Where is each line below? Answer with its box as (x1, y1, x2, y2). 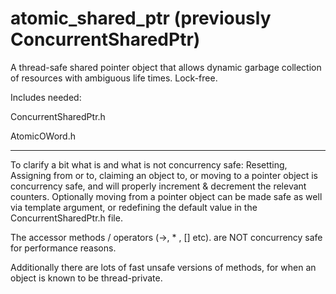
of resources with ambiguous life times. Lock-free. (10, 72, 218, 84)
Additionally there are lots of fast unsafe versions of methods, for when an (10, 261, 317, 273)
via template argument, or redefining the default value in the (10, 201, 258, 213)
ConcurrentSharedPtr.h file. (10, 212, 123, 224)
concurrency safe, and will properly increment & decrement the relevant (10, 180, 307, 192)
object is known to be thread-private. (10, 272, 163, 284)
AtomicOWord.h (10, 130, 76, 142)
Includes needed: (10, 91, 82, 103)
